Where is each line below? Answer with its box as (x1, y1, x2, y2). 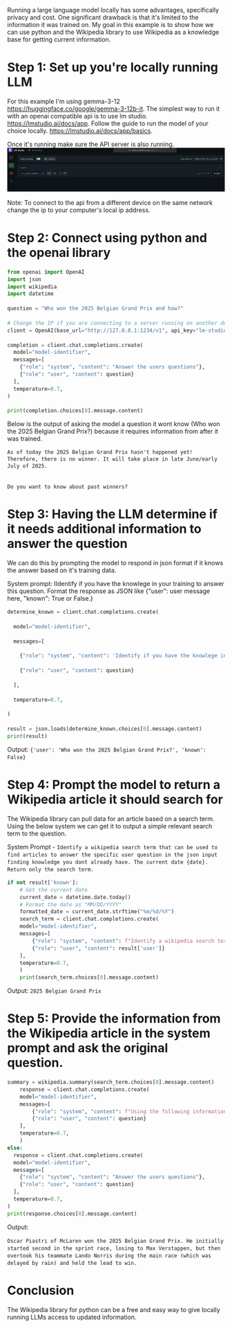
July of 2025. (7, 463, 48, 470)
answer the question (7, 536, 128, 551)
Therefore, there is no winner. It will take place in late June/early (7, 456, 217, 463)
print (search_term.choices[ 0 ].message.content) (19, 974, 159, 981)
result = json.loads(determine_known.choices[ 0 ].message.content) (7, 725, 202, 733)
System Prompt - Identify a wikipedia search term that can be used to (7, 842, 218, 851)
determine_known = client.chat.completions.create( (7, 609, 159, 616)
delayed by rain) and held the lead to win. (7, 1259, 137, 1266)
